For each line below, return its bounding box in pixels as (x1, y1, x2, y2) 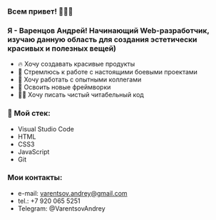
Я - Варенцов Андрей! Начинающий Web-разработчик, (7, 25, 210, 35)
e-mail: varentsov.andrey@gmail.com (17, 189, 128, 197)
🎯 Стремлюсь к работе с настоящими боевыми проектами (17, 68, 198, 76)
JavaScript (17, 147, 50, 156)
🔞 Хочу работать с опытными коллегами (17, 75, 142, 84)
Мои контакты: (7, 173, 63, 183)
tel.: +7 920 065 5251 (17, 196, 81, 205)
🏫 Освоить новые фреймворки (17, 83, 111, 91)
